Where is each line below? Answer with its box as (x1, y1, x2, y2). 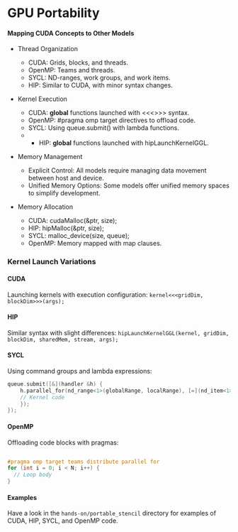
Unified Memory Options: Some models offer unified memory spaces (28, 181, 230, 190)
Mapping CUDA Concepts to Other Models (7, 28, 135, 37)
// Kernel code (20, 393, 65, 401)
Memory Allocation (17, 202, 74, 211)
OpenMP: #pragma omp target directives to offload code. (28, 116, 196, 125)
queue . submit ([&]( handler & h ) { (7, 380, 103, 388)
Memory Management (17, 153, 83, 161)
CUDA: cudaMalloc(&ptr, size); (28, 217, 118, 225)
